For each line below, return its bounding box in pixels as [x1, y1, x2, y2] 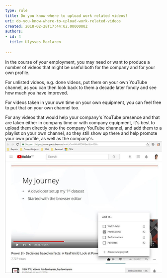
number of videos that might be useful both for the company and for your [5, 64, 156, 70]
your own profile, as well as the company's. [5, 135, 94, 141]
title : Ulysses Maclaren [9, 40, 61, 45]
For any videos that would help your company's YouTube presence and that [5, 114, 160, 120]
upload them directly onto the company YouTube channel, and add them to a [5, 125, 162, 131]
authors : [5, 29, 23, 34]
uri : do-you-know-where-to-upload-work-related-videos [5, 18, 121, 23]
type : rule [5, 8, 28, 13]
